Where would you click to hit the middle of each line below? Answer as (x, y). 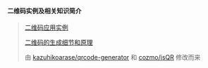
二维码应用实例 (46, 27)
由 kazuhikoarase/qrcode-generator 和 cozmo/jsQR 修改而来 (112, 57)
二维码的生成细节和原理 (59, 43)
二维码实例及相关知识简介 (44, 11)
